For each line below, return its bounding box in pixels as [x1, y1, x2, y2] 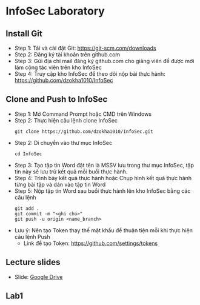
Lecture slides [5, 257, 61, 267]
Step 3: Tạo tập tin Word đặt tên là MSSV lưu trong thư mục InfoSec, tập [14, 161, 195, 169]
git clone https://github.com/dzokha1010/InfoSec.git [14, 129, 153, 135]
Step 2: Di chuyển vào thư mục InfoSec [14, 139, 113, 146]
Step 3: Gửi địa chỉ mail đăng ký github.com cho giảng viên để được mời [14, 58, 195, 64]
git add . [14, 205, 40, 212]
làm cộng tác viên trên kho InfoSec [14, 64, 102, 71]
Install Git [5, 28, 43, 39]
